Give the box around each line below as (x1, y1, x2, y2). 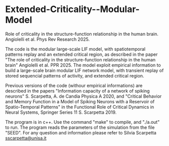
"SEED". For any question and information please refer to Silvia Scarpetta (5, 129, 157, 135)
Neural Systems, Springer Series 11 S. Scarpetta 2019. (5, 109, 117, 115)
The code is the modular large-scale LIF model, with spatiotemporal (5, 46, 146, 52)
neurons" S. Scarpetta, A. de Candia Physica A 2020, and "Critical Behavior (5, 93, 162, 99)
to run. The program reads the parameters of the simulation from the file (5, 124, 155, 130)
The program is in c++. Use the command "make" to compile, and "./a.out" (5, 119, 160, 125)
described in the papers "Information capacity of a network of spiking (5, 88, 150, 94)
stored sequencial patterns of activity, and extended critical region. (5, 72, 144, 79)
